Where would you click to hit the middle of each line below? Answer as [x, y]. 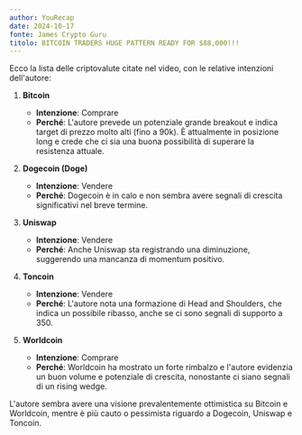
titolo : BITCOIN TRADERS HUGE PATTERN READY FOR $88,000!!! [125, 43]
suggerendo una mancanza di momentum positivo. [130, 259]
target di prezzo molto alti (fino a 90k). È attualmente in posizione [157, 132]
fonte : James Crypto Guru [58, 34]
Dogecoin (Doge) [55, 168]
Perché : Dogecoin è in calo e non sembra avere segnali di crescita [159, 195]
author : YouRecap [42, 18]
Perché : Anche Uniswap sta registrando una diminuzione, [143, 249]
